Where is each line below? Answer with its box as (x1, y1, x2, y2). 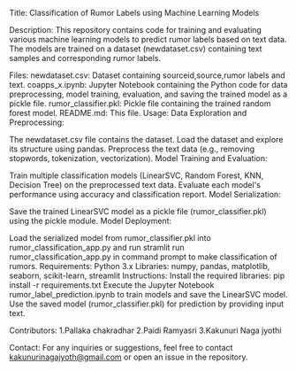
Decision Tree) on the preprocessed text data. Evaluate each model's (9, 180, 262, 189)
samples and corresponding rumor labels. (9, 53, 162, 63)
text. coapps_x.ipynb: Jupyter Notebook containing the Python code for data (9, 80, 288, 89)
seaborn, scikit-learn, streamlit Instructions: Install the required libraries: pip (9, 270, 285, 281)
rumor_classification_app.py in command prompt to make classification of (9, 251, 278, 262)
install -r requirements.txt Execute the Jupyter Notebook (9, 280, 215, 290)
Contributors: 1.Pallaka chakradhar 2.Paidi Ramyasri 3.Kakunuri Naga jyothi (9, 325, 282, 336)
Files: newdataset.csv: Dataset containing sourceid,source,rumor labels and (9, 70, 285, 81)
